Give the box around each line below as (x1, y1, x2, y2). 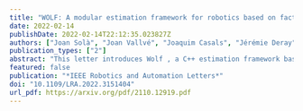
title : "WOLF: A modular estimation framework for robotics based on (9, 13, 277, 22)
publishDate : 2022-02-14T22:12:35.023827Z (9, 30, 171, 38)
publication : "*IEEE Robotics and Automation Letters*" (9, 72, 224, 81)
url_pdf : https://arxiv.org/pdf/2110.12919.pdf (9, 88, 192, 97)
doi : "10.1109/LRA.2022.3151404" (9, 80, 135, 89)
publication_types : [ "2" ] (9, 47, 106, 55)
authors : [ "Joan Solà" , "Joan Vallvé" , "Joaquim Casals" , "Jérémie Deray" (9, 38, 297, 47)
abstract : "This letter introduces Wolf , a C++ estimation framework (9, 55, 280, 64)
